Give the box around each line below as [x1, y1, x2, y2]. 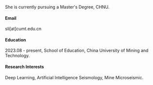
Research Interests [5, 64, 44, 70]
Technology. [5, 53, 30, 58]
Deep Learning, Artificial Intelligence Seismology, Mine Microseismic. [5, 74, 144, 80]
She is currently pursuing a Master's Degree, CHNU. [5, 4, 110, 10]
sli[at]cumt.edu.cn [5, 26, 42, 32]
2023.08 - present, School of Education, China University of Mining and [5, 48, 149, 54]
